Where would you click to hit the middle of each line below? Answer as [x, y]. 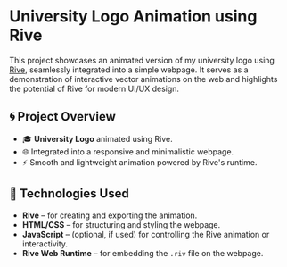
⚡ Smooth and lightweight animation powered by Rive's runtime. [139, 162]
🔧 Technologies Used [69, 194]
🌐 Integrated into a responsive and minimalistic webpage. [128, 151]
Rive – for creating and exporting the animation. [110, 215]
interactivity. [45, 244]
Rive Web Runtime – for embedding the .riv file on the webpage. [143, 253]
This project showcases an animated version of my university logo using [142, 60]
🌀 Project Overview [62, 117]
